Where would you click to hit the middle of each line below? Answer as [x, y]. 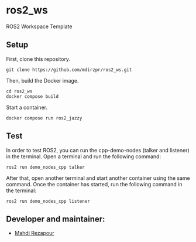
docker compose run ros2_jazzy [44, 118]
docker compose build [32, 96]
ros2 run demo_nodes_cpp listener [48, 201]
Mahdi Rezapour [34, 233]
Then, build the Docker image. [42, 80]
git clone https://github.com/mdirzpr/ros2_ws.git [69, 70]
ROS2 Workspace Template [39, 26]
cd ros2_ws [19, 91]
